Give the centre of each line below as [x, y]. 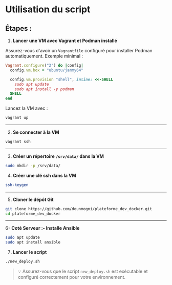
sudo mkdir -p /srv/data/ [33, 166]
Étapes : [19, 28]
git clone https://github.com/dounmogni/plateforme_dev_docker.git [79, 209]
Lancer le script [30, 252]
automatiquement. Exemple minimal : [44, 56]
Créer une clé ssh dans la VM [45, 175]
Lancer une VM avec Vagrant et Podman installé [65, 40]
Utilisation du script [48, 9]
